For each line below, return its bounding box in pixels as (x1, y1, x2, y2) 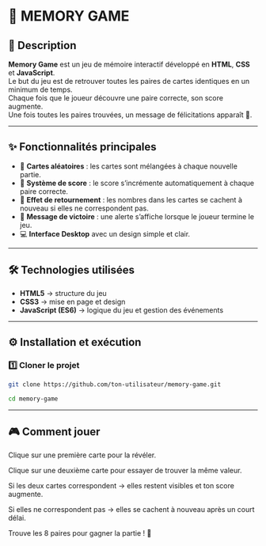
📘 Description (8, 39, 77, 52)
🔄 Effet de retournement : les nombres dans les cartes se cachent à (19, 195, 243, 204)
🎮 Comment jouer (8, 425, 101, 438)
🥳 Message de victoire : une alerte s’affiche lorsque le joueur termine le (19, 211, 255, 221)
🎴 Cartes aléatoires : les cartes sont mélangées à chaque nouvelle (19, 161, 237, 171)
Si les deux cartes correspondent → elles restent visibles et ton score (8, 480, 235, 490)
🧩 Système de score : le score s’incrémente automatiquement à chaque (19, 178, 255, 188)
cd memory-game (8, 395, 59, 403)
